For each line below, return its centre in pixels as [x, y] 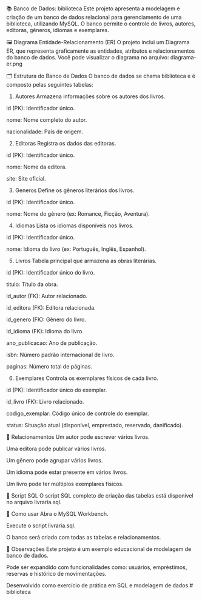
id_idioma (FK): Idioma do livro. [45, 331]
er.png [15, 64]
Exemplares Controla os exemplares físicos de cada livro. [87, 378]
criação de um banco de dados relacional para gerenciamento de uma [94, 17]
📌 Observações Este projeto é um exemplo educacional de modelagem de [99, 549]
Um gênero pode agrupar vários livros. [55, 460]
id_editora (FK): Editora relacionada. [51, 308]
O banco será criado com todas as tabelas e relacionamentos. [84, 537]
